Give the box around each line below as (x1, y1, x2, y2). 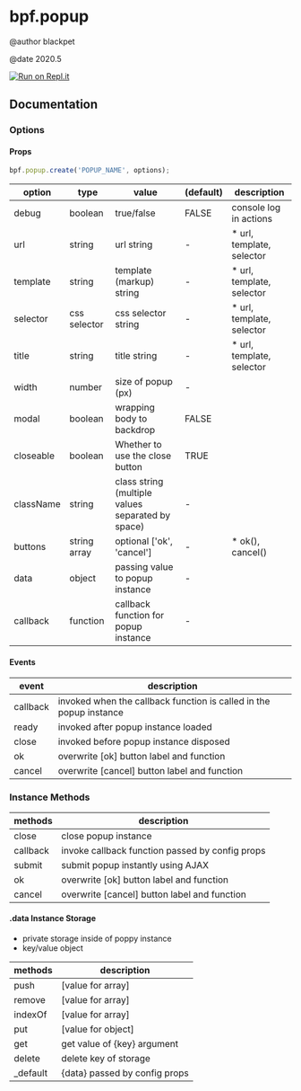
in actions (231, 213, 273, 226)
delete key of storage (61, 1052, 150, 1065)
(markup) (115, 276, 155, 288)
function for (115, 609, 165, 622)
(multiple (115, 487, 152, 500)
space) (115, 520, 145, 533)
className (13, 498, 61, 510)
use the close (115, 449, 172, 462)
